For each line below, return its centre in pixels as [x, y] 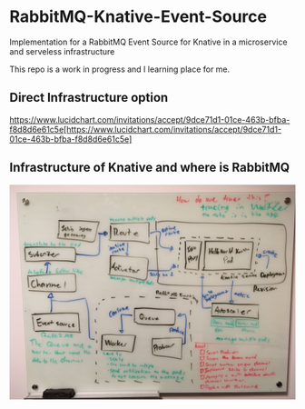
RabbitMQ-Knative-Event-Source [138, 17]
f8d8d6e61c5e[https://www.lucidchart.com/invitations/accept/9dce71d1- [146, 129]
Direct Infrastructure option [89, 98]
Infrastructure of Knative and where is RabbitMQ [150, 168]
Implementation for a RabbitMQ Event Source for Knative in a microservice [148, 42]
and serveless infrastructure [62, 51]
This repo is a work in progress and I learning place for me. [120, 69]
